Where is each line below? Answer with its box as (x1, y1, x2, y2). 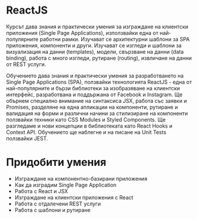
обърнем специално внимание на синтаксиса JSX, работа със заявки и (6, 97, 187, 104)
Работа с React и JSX (14, 187, 68, 195)
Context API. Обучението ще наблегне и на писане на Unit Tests (6, 128, 167, 136)
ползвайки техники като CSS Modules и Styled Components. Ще (6, 116, 166, 123)
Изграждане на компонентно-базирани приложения (14, 175, 147, 182)
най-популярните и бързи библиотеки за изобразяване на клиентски (6, 84, 180, 91)
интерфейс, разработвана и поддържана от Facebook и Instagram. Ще (6, 91, 183, 98)
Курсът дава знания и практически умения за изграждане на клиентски (6, 23, 189, 30)
